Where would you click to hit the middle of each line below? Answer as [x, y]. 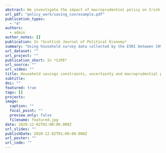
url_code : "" [19, 143]
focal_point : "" [26, 111]
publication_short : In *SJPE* [36, 60]
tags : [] [14, 92]
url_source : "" [21, 65]
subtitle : [15, 78]
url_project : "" [22, 56]
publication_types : [25, 19]
